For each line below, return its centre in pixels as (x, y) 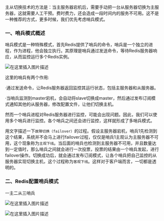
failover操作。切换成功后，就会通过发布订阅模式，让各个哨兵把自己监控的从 (81, 155)
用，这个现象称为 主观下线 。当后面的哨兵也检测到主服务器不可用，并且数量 (79, 143)
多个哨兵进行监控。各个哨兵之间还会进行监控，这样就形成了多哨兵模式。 (82, 121)
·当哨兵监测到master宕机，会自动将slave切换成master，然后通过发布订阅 (78, 98)
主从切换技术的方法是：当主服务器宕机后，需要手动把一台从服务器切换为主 (80, 7)
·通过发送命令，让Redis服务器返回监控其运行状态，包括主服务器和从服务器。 (82, 88)
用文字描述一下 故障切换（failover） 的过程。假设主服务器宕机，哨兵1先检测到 (81, 131)
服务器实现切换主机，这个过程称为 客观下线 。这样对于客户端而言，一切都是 (79, 162)
